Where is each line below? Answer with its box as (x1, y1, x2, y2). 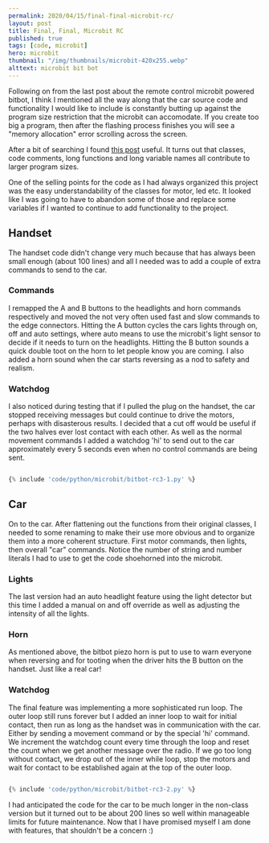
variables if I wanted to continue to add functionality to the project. (8, 203, 229, 213)
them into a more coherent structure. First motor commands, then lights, (8, 536, 247, 546)
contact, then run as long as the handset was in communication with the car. (8, 720, 261, 729)
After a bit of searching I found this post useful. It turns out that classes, (8, 144, 247, 154)
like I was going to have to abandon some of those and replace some (8, 194, 237, 204)
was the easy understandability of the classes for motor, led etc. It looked (8, 186, 251, 196)
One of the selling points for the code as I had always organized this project (8, 177, 259, 187)
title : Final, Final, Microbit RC (8, 27, 124, 35)
